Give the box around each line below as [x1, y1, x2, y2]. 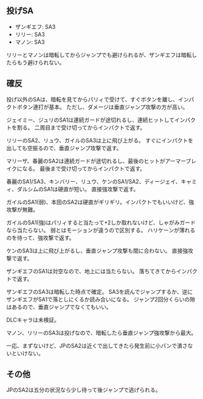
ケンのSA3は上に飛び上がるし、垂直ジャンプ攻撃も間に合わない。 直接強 [6, 247, 188, 254]
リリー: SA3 [15, 30, 46, 38]
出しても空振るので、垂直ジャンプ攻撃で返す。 [6, 144, 122, 151]
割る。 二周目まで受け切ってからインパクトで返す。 [16, 123, 146, 131]
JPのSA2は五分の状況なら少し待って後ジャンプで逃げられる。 [6, 386, 161, 394]
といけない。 [11, 349, 44, 357]
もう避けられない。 [16, 58, 65, 66]
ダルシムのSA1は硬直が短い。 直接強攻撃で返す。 [16, 185, 139, 193]
